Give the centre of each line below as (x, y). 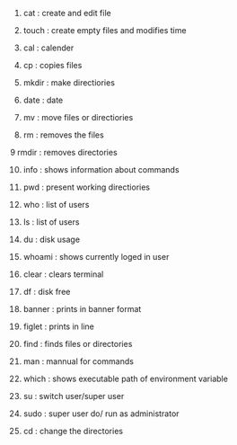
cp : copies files (53, 65)
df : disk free (47, 292)
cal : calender (48, 48)
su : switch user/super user (74, 396)
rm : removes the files (63, 135)
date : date (43, 100)
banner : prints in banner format (82, 309)
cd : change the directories (73, 431)
